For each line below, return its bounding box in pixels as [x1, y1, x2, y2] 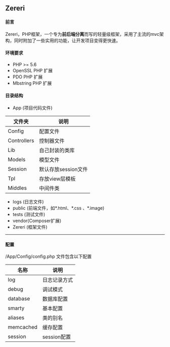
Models [8, 156, 26, 163]
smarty [8, 305, 25, 312]
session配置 [42, 333, 71, 340]
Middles [8, 185, 27, 191]
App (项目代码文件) [12, 105, 53, 111]
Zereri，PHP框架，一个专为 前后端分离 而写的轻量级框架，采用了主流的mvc [5, 31, 159, 37]
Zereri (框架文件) [12, 224, 48, 230]
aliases [8, 314, 24, 321]
